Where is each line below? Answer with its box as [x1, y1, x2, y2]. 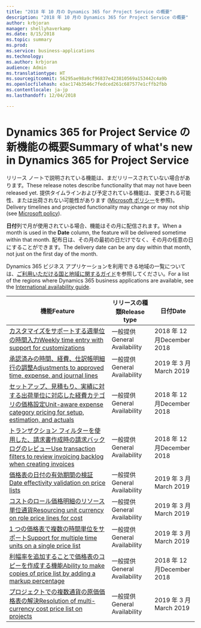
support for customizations [9, 343, 86, 351]
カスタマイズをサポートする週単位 [9, 326, 105, 335]
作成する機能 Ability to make [27, 561, 105, 570]
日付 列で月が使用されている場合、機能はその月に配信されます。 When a [6, 222, 182, 229]
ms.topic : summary [6, 37, 52, 43]
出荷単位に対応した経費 [21, 391, 88, 399]
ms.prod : [6, 43, 28, 49]
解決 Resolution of [27, 596, 77, 605]
